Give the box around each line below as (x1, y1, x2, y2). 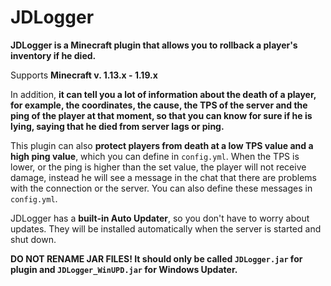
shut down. (10, 233, 57, 245)
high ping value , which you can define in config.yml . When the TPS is (10, 150, 300, 162)
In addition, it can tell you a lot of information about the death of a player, (10, 88, 317, 100)
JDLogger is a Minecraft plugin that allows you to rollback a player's (10, 39, 298, 51)
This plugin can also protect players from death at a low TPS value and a (10, 139, 314, 151)
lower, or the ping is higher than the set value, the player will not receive (10, 161, 307, 173)
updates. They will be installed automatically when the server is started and (10, 222, 322, 235)
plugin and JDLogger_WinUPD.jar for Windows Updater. (10, 263, 238, 275)
